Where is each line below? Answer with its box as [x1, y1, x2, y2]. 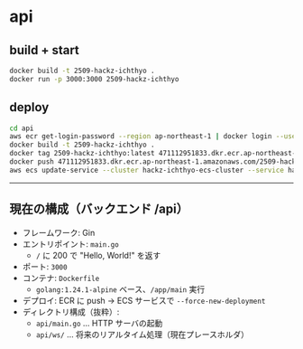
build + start [9, 42, 79, 58]
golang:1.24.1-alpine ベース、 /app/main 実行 [35, 283, 206, 295]
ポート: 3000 [22, 260, 68, 272]
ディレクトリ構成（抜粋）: [22, 306, 120, 317]
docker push [9, 157, 54, 166]
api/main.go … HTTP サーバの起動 [35, 317, 163, 328]
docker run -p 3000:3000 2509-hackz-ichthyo [9, 74, 179, 83]
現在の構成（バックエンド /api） [9, 202, 189, 217]
